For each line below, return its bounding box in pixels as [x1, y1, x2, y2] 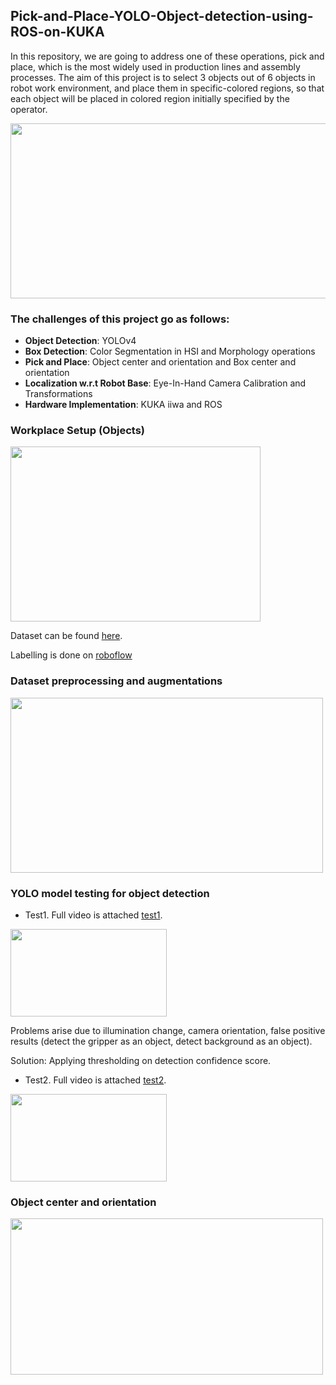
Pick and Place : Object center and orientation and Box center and [24, 356, 297, 368]
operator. [10, 103, 48, 115]
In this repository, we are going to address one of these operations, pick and [10, 50, 325, 62]
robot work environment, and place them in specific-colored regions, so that [10, 82, 325, 94]
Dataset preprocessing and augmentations [10, 674, 223, 688]
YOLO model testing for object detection [10, 886, 210, 900]
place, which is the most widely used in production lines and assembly [10, 60, 301, 73]
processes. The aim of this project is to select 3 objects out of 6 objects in [10, 71, 316, 83]
